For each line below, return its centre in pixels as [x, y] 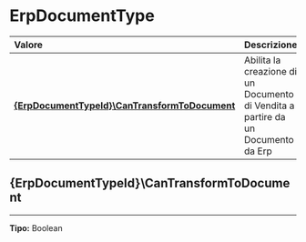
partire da [265, 116]
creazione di [271, 71]
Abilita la [263, 60]
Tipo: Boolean [36, 227]
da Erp [259, 151]
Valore [29, 45]
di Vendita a [270, 106]
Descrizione [271, 45]
